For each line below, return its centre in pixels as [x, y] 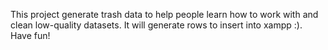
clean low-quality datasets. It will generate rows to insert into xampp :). [156, 25]
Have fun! [30, 35]
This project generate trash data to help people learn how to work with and [164, 14]
